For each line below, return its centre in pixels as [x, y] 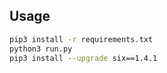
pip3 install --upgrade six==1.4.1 [83, 58]
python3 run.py [41, 49]
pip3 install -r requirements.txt [81, 39]
